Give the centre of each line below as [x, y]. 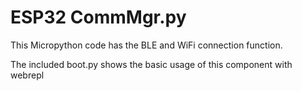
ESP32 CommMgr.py [98, 17]
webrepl [27, 75]
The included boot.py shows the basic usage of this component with [151, 64]
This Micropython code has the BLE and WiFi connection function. [146, 45]
